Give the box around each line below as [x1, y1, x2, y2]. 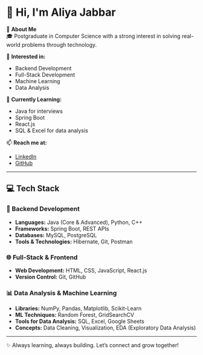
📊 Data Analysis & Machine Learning [6, 288, 117, 297]
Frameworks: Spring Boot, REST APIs [14, 225, 109, 232]
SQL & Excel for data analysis [14, 127, 89, 134]
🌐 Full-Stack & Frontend [6, 253, 78, 262]
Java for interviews [14, 107, 63, 115]
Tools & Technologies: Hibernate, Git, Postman [14, 238, 133, 245]
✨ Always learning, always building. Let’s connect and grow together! [6, 342, 179, 349]
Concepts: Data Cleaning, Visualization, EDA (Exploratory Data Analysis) [14, 324, 196, 331]
